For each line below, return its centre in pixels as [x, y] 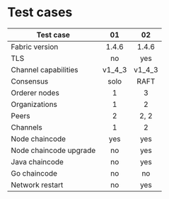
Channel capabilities [45, 69]
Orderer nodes [35, 93]
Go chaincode [34, 173]
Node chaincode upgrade [53, 150]
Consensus [30, 81]
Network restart [37, 185]
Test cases [40, 12]
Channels [27, 127]
